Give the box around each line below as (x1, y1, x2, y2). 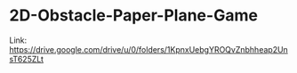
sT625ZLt (9, 53, 44, 64)
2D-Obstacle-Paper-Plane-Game (9, 5, 258, 26)
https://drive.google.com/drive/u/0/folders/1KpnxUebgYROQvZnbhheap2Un (9, 44, 289, 54)
